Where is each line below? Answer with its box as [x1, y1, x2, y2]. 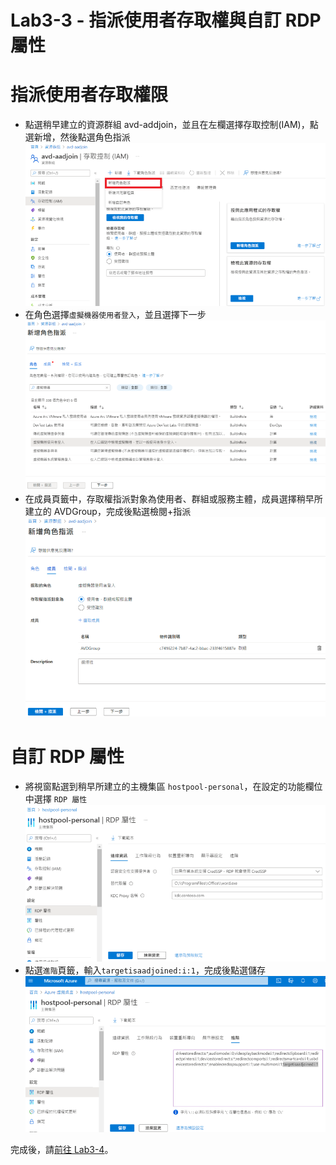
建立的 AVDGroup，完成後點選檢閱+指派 [24, 505, 192, 517]
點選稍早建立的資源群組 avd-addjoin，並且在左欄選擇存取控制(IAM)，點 [24, 119, 319, 131]
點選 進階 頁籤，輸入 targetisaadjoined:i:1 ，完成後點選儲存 [24, 964, 266, 976]
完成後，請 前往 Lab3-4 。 [10, 1144, 114, 1155]
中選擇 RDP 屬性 [24, 792, 88, 805]
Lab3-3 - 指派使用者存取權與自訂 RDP [10, 9, 322, 32]
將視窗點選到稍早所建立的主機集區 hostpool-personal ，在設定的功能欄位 [24, 780, 323, 792]
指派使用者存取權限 [10, 84, 169, 106]
